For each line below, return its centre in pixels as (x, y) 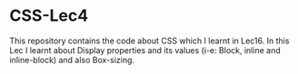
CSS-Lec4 (49, 16)
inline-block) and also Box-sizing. (72, 60)
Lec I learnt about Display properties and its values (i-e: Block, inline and (145, 50)
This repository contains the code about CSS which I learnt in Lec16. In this (149, 41)
